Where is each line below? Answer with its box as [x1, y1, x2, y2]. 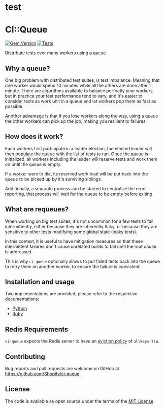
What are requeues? [5, 205, 69, 213]
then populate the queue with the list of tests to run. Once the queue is [5, 151, 149, 157]
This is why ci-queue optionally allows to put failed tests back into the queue [5, 258, 160, 264]
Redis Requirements [5, 325, 68, 334]
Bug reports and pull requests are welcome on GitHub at [5, 366, 120, 371]
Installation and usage [5, 277, 75, 286]
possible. [5, 103, 24, 109]
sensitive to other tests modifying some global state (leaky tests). [5, 229, 138, 235]
